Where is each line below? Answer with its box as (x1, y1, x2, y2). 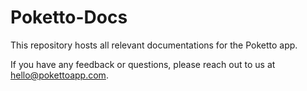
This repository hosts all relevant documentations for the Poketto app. (10, 39, 298, 51)
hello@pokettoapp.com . (10, 69, 109, 81)
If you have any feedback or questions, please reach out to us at (10, 58, 276, 70)
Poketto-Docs (10, 6, 128, 29)
